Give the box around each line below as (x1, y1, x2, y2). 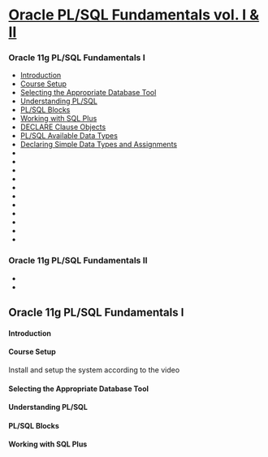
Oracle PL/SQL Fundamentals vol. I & (8, 6, 260, 24)
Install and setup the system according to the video (8, 364, 180, 375)
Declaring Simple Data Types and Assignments (19, 140, 177, 150)
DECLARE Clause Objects (19, 122, 106, 132)
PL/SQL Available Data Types (19, 131, 118, 141)
